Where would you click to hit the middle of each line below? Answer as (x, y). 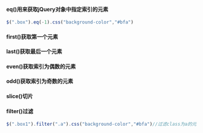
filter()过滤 (20, 111)
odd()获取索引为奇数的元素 (40, 81)
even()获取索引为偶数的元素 (41, 66)
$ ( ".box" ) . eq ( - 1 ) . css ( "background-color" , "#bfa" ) (70, 22)
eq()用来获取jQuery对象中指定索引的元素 (57, 9)
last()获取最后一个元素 (34, 52)
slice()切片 (20, 96)
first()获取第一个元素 (32, 37)
